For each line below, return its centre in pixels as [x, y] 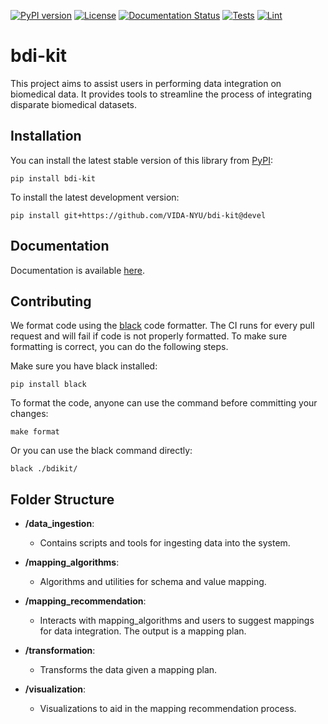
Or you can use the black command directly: [101, 451]
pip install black [48, 385]
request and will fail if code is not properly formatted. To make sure [149, 336]
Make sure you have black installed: [84, 366]
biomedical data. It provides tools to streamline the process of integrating [161, 94]
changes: [29, 414]
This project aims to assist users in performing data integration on [146, 83]
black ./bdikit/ [44, 469]
